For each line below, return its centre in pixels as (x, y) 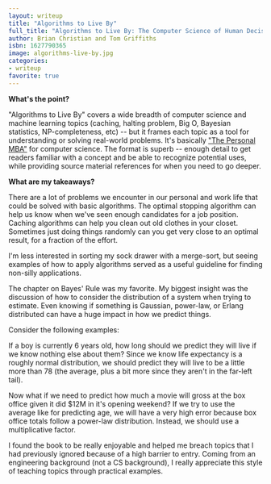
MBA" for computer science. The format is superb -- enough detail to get (130, 148)
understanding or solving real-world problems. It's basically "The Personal (132, 140)
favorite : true (34, 76)
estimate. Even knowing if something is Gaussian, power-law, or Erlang (126, 305)
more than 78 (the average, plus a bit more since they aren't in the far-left (130, 371)
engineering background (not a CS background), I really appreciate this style (135, 462)
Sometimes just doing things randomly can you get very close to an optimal (133, 232)
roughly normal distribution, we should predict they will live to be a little (127, 362)
